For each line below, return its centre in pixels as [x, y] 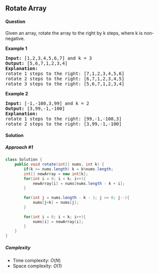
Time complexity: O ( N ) [37, 260]
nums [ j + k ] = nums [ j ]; [56, 203]
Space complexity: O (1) [37, 266]
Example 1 [16, 48]
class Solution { [24, 160]
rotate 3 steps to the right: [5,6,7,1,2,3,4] [65, 84]
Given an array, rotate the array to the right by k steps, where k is [74, 33]
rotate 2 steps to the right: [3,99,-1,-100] [64, 124]
